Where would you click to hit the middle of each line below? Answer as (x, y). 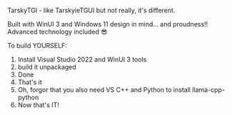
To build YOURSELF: (37, 45)
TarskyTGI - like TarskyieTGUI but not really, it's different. (91, 10)
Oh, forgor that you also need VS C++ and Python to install (104, 90)
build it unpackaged (47, 67)
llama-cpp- (208, 90)
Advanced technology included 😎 (57, 32)
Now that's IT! (38, 105)
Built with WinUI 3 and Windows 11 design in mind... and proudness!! (108, 24)
